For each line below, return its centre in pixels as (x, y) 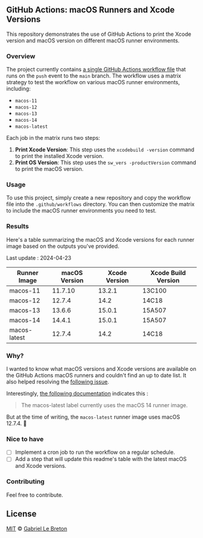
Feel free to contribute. (35, 495)
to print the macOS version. (49, 169)
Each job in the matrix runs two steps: (53, 138)
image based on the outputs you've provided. (63, 246)
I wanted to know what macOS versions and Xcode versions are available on (101, 369)
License (21, 514)
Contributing (25, 482)
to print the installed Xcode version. (59, 156)
